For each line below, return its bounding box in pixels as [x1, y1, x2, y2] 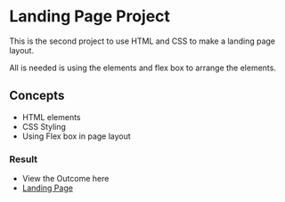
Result [9, 153, 38, 166]
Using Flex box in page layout [21, 131, 131, 141]
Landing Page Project [9, 6, 171, 27]
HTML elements [21, 111, 81, 122]
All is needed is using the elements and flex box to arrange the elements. [9, 62, 276, 73]
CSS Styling [21, 121, 67, 132]
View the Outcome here [21, 174, 110, 184]
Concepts [9, 88, 65, 103]
